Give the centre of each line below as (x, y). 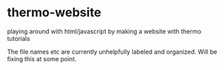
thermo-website (54, 13)
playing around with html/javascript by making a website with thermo (104, 31)
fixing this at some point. (42, 58)
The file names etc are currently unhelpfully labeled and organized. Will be (112, 52)
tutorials (19, 38)
